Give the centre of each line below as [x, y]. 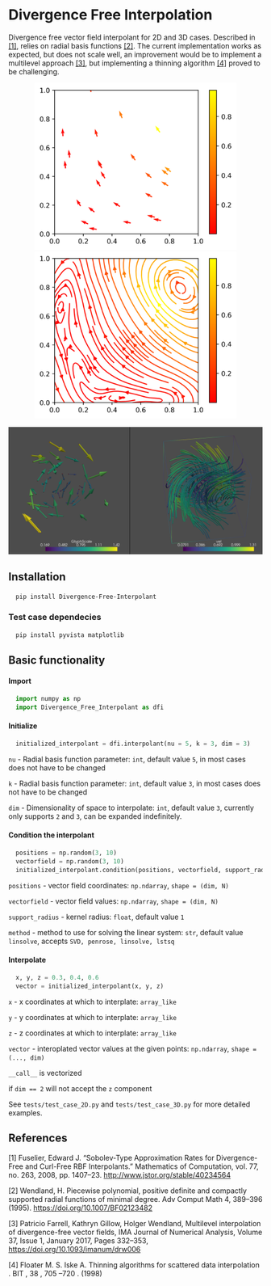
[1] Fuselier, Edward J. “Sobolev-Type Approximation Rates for [112, 1157]
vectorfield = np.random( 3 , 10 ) [70, 862]
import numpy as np [48, 699]
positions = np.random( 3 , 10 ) [66, 853]
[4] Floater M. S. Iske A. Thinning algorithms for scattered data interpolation [134, 1265]
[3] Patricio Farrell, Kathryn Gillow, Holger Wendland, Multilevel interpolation [135, 1223]
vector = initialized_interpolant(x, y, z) [90, 987]
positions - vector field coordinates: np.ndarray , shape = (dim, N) [119, 885]
